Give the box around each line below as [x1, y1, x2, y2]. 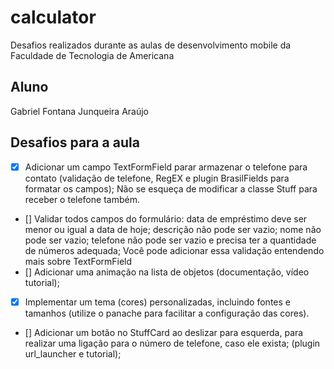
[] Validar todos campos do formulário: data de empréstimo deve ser [24, 212, 308, 225]
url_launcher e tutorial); [24, 347, 122, 360]
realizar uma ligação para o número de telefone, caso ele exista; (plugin [24, 337, 321, 349]
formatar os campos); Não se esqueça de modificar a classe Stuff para [24, 182, 318, 195]
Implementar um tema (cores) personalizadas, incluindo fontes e [24, 296, 291, 308]
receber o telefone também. [24, 193, 140, 205]
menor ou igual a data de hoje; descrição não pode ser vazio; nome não [24, 223, 322, 235]
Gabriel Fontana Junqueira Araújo [10, 105, 149, 117]
